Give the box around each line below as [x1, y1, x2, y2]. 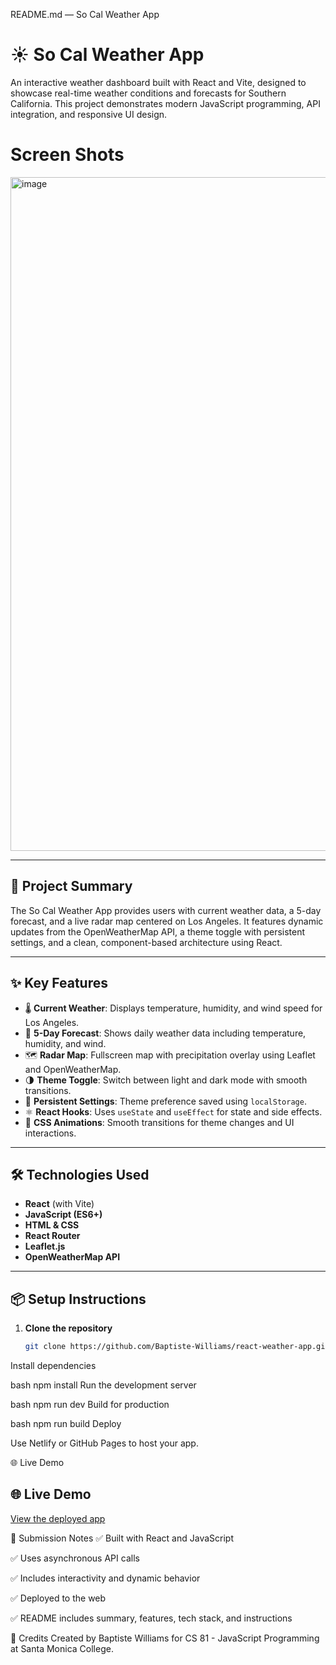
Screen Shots [10, 144, 125, 166]
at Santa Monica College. [10, 1642, 114, 1654]
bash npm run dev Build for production [10, 1399, 170, 1410]
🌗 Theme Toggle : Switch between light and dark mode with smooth [24, 1074, 308, 1086]
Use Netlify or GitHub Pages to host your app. [10, 1437, 199, 1449]
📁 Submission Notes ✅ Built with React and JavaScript [10, 1532, 234, 1544]
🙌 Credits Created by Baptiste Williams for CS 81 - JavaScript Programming [10, 1632, 320, 1644]
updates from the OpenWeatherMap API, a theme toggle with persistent [10, 925, 306, 938]
